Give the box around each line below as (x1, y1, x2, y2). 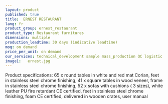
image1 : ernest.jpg (5, 58, 51, 63)
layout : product (5, 7, 39, 12)
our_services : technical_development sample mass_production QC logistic (5, 53, 163, 59)
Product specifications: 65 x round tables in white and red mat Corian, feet (5, 72, 159, 78)
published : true (5, 12, 39, 17)
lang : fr (5, 21, 24, 26)
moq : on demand (5, 44, 37, 49)
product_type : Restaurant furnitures (5, 30, 84, 35)
